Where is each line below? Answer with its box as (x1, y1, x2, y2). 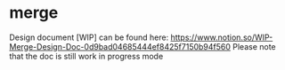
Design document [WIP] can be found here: (9, 32, 169, 43)
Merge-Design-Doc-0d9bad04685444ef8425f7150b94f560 (9, 41, 232, 51)
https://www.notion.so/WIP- (170, 32, 273, 43)
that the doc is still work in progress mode (9, 51, 164, 61)
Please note (232, 41, 276, 51)
